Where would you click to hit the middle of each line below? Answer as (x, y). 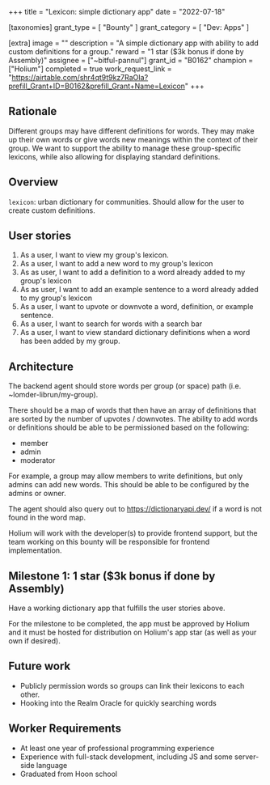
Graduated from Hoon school (69, 774)
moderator (38, 460)
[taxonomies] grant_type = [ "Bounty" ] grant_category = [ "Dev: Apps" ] (129, 27)
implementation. (35, 550)
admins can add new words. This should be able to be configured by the (129, 485)
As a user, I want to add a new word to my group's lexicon (116, 264)
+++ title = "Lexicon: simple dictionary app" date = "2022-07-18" (117, 12)
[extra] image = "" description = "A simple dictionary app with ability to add (133, 43)
